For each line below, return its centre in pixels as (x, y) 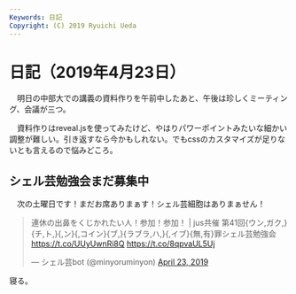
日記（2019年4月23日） (97, 72)
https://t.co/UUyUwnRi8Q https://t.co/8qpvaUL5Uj (123, 244)
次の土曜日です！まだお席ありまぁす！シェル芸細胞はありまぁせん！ (141, 204)
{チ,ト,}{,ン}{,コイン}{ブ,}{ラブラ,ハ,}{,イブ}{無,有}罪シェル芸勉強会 (153, 234)
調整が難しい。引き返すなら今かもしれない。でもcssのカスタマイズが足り (144, 139)
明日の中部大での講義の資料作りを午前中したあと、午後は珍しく (133, 98)
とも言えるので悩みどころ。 (67, 151)
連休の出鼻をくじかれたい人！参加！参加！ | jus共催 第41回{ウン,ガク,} (159, 223)
